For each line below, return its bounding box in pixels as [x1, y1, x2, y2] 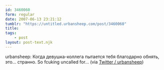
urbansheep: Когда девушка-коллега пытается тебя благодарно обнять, [5, 53, 159, 59]
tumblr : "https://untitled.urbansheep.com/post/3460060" [5, 21, 127, 26]
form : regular [5, 12, 35, 17]
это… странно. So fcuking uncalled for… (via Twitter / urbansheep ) [5, 58, 144, 65]
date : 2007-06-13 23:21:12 [5, 16, 62, 21]
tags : [5, 30, 17, 35]
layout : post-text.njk [5, 40, 53, 45]
